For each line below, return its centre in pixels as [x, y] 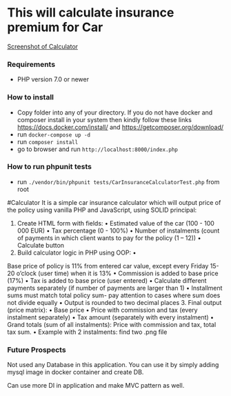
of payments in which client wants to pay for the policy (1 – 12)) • [109, 238]
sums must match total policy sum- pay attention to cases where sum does [114, 295]
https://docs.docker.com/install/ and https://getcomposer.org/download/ [120, 127]
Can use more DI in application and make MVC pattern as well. [96, 386]
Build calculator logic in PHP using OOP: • [77, 253]
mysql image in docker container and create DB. [76, 372]
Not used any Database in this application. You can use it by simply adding [113, 365]
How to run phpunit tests [49, 167]
